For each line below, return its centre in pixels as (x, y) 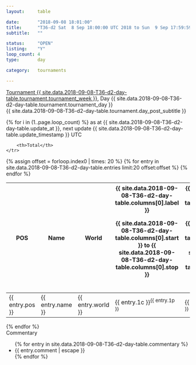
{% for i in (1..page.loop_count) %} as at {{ (57, 122)
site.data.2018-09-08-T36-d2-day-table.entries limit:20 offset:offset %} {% (97, 167)
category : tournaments (36, 70)
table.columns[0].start (147, 237)
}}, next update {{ (76, 128)
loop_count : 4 (23, 54)
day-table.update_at (30, 128)
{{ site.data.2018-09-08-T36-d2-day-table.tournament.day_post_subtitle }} (96, 111)
